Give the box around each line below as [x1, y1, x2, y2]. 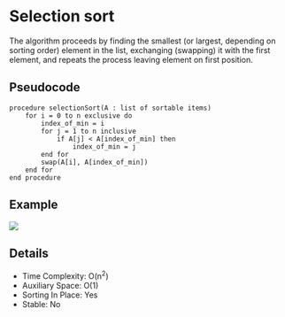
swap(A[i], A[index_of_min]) [41, 158, 149, 166]
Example [9, 197, 58, 213]
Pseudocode [9, 80, 81, 95]
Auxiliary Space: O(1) [21, 281, 99, 291]
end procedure [9, 173, 62, 182]
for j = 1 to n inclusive [41, 127, 137, 135]
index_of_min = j [72, 142, 137, 151]
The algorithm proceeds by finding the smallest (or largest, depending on [9, 35, 276, 46]
